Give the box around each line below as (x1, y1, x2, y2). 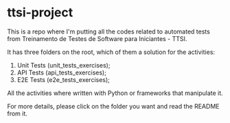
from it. (7, 109, 27, 118)
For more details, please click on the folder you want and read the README (7, 102, 220, 110)
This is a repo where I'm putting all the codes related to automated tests (7, 27, 211, 36)
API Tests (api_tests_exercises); (16, 68, 106, 77)
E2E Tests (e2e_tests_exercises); (16, 75, 110, 83)
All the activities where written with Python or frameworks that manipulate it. (7, 89, 223, 97)
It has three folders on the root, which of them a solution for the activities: (7, 48, 215, 56)
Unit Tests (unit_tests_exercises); (16, 61, 111, 69)
